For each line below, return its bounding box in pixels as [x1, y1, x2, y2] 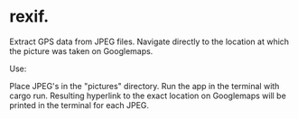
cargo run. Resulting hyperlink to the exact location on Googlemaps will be [9, 90, 286, 101]
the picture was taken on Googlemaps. [9, 45, 154, 56]
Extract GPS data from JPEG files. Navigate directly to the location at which [9, 36, 290, 47]
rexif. [9, 6, 50, 27]
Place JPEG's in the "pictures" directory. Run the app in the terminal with [9, 80, 280, 91]
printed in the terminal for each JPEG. [9, 99, 150, 110]
